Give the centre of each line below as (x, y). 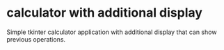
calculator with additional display (105, 13)
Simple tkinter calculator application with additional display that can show (112, 32)
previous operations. (36, 39)
